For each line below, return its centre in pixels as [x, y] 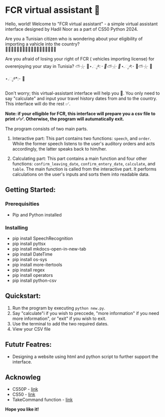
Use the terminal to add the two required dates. [60, 323]
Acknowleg [23, 377]
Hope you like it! [22, 409]
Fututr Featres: [28, 344]
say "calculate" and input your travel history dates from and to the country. [81, 98]
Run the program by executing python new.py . [59, 308]
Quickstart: [23, 296]
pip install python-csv [34, 280]
